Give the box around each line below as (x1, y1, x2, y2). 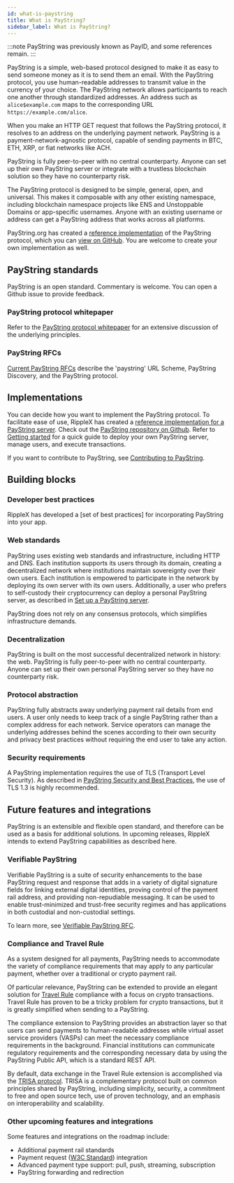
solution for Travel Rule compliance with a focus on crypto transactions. (7, 990, 214, 999)
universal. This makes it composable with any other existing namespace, (7, 193, 217, 201)
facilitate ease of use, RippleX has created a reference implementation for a (7, 417, 225, 426)
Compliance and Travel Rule (7, 938, 105, 948)
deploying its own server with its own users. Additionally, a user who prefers (7, 581, 227, 589)
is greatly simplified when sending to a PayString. (7, 1005, 149, 1013)
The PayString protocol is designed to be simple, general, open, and (7, 186, 203, 194)
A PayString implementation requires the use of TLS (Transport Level (7, 769, 205, 777)
